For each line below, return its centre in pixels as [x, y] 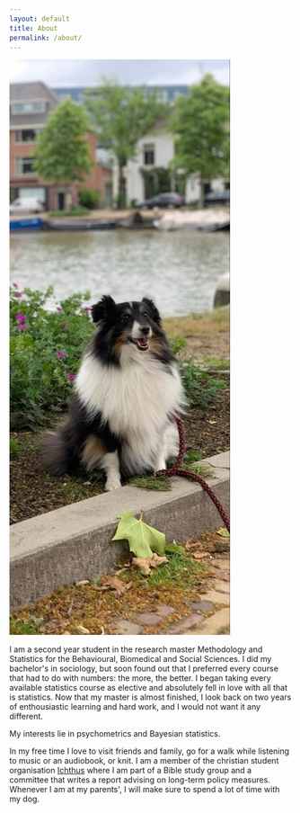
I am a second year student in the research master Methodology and [136, 649]
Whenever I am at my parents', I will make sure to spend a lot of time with [145, 790]
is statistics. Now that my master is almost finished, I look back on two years [150, 697]
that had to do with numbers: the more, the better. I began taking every [140, 678]
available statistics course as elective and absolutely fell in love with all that [148, 688]
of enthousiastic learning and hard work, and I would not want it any [135, 707]
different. [26, 717]
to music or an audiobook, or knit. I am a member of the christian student [144, 761]
